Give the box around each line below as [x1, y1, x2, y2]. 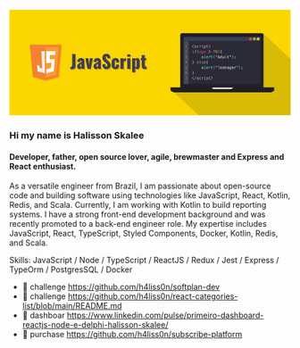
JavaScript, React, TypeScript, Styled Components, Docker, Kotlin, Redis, [9, 228, 279, 239]
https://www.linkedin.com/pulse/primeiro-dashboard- [66, 310, 264, 321]
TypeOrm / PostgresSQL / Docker [9, 264, 133, 275]
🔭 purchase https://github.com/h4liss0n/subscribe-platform [21, 329, 243, 340]
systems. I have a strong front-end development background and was [9, 209, 266, 220]
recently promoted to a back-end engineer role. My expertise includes [9, 219, 268, 229]
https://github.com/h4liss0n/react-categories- [67, 291, 238, 302]
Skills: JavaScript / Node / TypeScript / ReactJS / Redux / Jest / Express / [9, 255, 279, 266]
